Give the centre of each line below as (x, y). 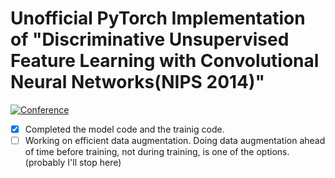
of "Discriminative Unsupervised (150, 39)
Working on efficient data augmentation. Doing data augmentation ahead (175, 140)
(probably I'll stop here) (73, 163)
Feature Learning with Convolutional (165, 61)
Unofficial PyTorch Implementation (158, 18)
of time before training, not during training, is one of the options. (157, 152)
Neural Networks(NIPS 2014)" (138, 82)
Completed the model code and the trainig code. (124, 129)
